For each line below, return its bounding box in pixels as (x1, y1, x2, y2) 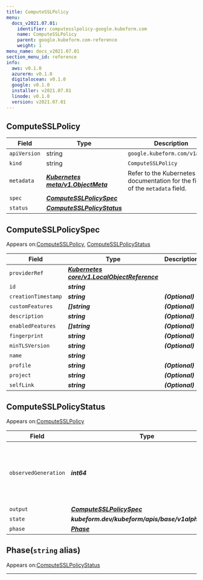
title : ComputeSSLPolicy (6, 8, 69, 15)
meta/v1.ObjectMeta (46, 180, 108, 189)
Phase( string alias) (6, 545, 80, 556)
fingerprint (9, 332, 44, 340)
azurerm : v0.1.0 (11, 71, 53, 77)
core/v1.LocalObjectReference (68, 273, 159, 282)
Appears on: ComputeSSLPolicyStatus (6, 561, 100, 568)
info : (6, 59, 20, 65)
